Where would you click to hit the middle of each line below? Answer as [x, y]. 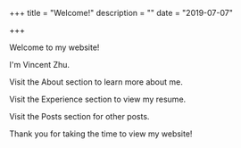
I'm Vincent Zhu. [39, 65]
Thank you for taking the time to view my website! [101, 134]
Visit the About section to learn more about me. [96, 82]
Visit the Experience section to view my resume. [98, 99]
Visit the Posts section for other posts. [79, 116]
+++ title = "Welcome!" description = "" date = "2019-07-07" [121, 13]
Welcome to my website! [54, 47]
